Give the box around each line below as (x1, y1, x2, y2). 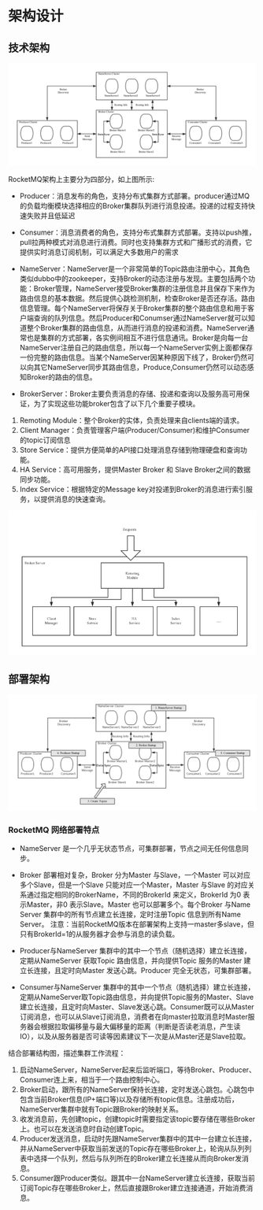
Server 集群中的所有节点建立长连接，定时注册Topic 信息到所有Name (19, 910, 242, 920)
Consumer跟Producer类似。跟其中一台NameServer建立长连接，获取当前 (19, 1174, 256, 1183)
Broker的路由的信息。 (26, 372, 97, 382)
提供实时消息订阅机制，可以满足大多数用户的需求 (19, 247, 179, 257)
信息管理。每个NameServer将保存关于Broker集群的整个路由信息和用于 (19, 303, 248, 313)
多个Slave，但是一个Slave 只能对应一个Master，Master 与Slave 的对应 (19, 880, 248, 890)
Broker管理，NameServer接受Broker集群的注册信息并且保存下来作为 (33, 283, 256, 293)
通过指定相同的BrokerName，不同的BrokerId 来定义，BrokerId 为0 (26, 890, 242, 900)
